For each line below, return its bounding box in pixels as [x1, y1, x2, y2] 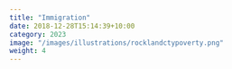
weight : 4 [9, 47, 47, 56]
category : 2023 [9, 30, 67, 39]
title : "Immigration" [9, 13, 91, 22]
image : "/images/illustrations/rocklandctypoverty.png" [9, 38, 224, 47]
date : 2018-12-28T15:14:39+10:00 [9, 22, 135, 30]
